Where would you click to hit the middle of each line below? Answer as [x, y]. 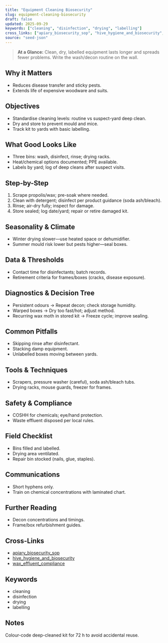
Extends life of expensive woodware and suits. [60, 90]
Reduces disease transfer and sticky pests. [57, 85]
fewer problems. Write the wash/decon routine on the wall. [78, 57]
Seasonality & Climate [40, 227]
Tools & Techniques [36, 370]
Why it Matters [29, 73]
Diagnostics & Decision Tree [50, 293]
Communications [32, 474]
